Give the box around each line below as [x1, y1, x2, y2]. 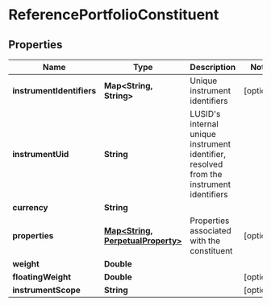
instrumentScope [12, 284, 81, 296]
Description [190, 62, 236, 72]
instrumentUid [12, 149, 69, 159]
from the [190, 169, 223, 180]
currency [12, 202, 48, 213]
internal [190, 118, 219, 130]
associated [190, 225, 231, 236]
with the [190, 235, 221, 246]
